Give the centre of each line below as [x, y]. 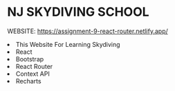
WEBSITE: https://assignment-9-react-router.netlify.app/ [87, 31]
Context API [33, 74]
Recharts [29, 81]
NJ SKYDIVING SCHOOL [79, 12]
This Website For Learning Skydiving [68, 44]
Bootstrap [30, 59]
